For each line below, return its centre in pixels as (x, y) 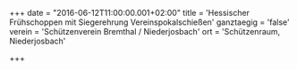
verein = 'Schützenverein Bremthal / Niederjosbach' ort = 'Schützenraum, (145, 31)
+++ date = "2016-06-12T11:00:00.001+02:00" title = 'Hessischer (130, 13)
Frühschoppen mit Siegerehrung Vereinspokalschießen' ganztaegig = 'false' (149, 22)
